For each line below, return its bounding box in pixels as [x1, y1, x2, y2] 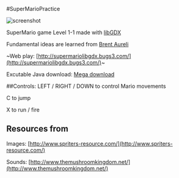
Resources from [6, 124, 68, 134]
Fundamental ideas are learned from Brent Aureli [6, 41, 129, 48]
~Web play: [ [6, 52, 38, 60]
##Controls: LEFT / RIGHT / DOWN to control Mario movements [6, 82, 166, 90]
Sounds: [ [6, 158, 31, 165]
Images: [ [6, 140, 31, 147]
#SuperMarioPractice [6, 5, 60, 12]
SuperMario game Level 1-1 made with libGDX [6, 29, 122, 36]
